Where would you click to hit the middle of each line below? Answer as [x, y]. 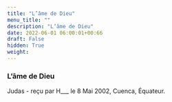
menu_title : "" [29, 20]
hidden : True [26, 45]
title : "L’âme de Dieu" [41, 13]
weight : [18, 52]
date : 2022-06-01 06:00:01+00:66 [55, 33]
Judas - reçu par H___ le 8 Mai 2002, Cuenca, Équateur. [86, 91]
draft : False [26, 39]
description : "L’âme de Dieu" [51, 26]
